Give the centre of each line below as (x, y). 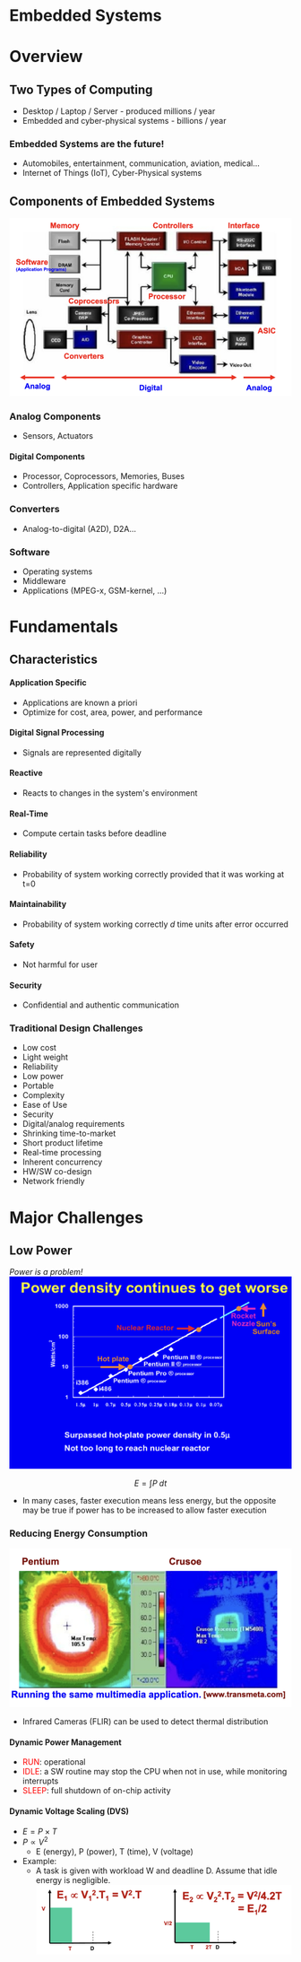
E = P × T (40, 1831)
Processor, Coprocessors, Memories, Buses (103, 476)
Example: (39, 1862)
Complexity (43, 1095)
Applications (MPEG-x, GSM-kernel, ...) (95, 590)
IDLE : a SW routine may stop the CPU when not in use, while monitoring (155, 1772)
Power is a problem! (46, 1272)
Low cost (39, 1048)
